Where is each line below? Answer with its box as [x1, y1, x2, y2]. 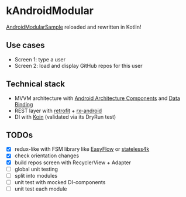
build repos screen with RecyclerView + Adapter [14, 159, 132, 166]
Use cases [6, 40, 45, 50]
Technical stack [6, 79, 66, 89]
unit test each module [14, 185, 67, 192]
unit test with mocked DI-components [14, 178, 106, 185]
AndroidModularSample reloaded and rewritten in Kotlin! [6, 23, 142, 30]
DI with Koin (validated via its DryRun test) [14, 113, 116, 120]
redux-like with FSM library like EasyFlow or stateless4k [14, 146, 150, 153]
